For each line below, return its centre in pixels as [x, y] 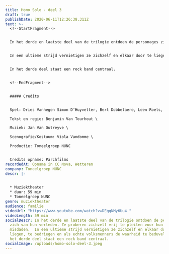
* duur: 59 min [26, 192]
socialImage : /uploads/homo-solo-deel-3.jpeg [54, 243]
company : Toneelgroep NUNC [33, 169]
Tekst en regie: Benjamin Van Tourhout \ [54, 119]
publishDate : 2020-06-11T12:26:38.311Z [47, 19]
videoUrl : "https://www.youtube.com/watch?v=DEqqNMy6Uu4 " [68, 211]
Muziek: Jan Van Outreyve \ [39, 128]
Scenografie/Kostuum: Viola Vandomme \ [52, 137]
